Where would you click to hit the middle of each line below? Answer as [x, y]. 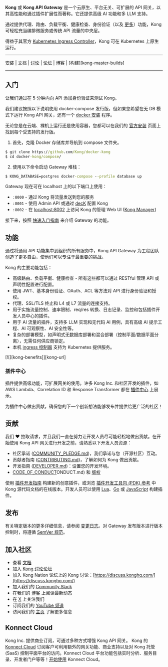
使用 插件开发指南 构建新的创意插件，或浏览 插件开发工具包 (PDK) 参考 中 [81, 483]
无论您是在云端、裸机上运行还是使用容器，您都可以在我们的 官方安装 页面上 [83, 125]
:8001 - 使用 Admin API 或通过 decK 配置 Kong [60, 203]
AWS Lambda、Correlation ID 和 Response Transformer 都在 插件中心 [77, 389]
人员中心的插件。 [34, 316]
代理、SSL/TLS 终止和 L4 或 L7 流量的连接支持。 [62, 303]
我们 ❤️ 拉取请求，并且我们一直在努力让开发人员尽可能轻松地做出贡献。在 [81, 437]
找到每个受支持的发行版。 [31, 131]
